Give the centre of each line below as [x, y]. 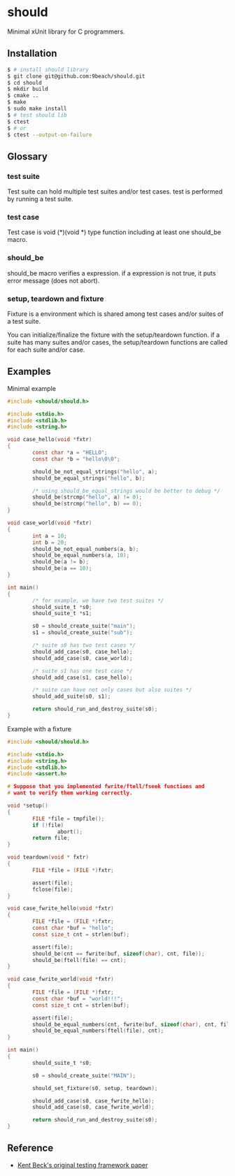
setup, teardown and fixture [56, 299]
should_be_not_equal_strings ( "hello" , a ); [95, 472]
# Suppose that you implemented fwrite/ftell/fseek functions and [106, 787]
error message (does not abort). [54, 280]
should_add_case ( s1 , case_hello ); [83, 677]
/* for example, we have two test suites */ [98, 601]
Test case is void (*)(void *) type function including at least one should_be [114, 232]
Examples [29, 372]
